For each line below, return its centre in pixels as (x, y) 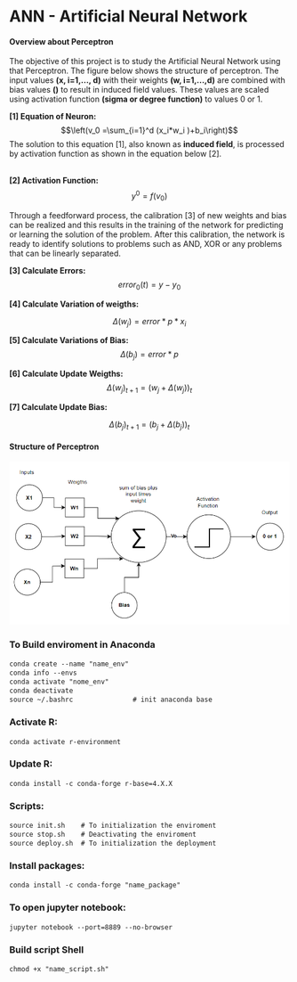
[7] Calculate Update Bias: (59, 407)
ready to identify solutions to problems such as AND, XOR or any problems (146, 243)
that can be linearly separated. (65, 253)
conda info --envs (43, 673)
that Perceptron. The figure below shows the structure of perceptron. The (144, 71)
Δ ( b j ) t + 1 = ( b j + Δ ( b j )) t (149, 425)
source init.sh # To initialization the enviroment (113, 826)
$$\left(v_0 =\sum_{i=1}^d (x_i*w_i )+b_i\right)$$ (149, 130)
